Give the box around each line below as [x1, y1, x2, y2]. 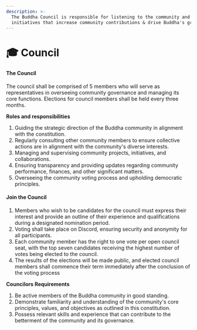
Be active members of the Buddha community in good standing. [14, 292, 169, 299]
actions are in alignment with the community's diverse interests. [14, 143, 169, 150]
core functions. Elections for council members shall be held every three [6, 95, 179, 102]
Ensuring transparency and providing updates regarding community [14, 161, 179, 169]
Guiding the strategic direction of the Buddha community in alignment [14, 124, 184, 131]
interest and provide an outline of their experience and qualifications [14, 213, 180, 220]
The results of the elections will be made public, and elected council [14, 257, 179, 264]
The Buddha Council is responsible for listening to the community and [11, 14, 191, 20]
